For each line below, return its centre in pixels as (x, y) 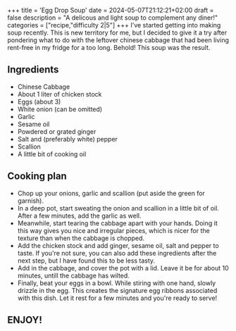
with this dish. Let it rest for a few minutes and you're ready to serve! (117, 298)
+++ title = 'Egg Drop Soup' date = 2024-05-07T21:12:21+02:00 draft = (111, 10)
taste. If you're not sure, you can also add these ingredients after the (117, 253)
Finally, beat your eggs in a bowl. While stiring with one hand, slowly (117, 283)
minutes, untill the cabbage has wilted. (74, 275)
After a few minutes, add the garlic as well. (79, 216)
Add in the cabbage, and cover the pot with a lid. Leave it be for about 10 (123, 268)
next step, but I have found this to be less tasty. (86, 261)
